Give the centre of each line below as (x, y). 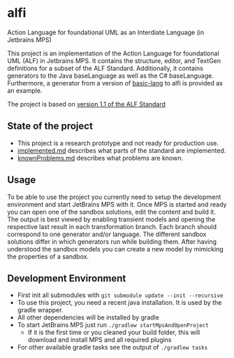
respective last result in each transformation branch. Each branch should (112, 226)
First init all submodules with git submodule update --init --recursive (120, 295)
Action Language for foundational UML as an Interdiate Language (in (106, 32)
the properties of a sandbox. (48, 256)
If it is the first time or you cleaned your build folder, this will (114, 332)
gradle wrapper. (40, 310)
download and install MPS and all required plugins (100, 340)
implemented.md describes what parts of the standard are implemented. (122, 150)
